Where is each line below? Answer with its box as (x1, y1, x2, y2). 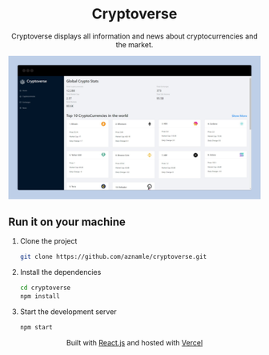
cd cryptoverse (19, 284, 71, 292)
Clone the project (19, 236, 78, 246)
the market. (115, 39, 154, 49)
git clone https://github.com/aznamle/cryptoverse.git (19, 253, 207, 261)
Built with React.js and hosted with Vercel (66, 337, 203, 347)
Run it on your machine (8, 215, 126, 228)
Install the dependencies (19, 268, 102, 277)
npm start (19, 323, 54, 331)
